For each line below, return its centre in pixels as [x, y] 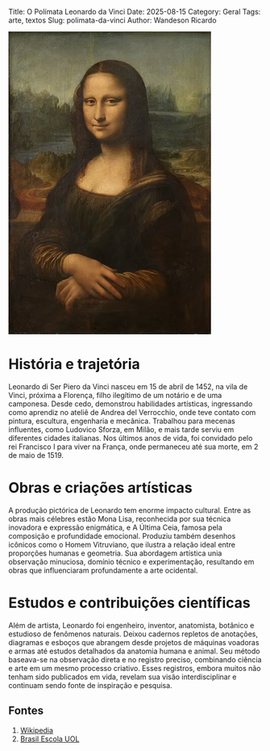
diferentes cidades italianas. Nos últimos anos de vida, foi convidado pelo [131, 438]
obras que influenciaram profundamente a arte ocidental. [103, 570]
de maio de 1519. [36, 455]
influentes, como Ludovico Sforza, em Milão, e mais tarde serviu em [121, 429]
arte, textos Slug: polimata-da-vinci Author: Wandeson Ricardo [112, 20]
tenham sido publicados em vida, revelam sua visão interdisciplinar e [123, 677]
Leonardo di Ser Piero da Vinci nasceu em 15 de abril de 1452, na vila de [128, 386]
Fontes [26, 711]
